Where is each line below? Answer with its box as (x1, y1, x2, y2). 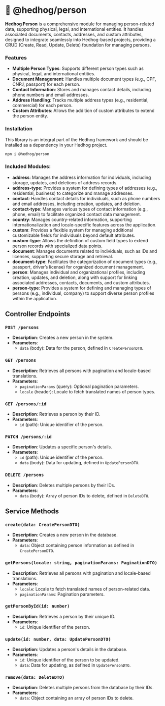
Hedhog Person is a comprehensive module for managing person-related (5, 21, 154, 27)
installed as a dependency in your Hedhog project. (5, 142, 107, 148)
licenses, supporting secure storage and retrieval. (12, 253, 113, 259)
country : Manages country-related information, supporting (12, 217, 132, 222)
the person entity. (12, 113, 48, 119)
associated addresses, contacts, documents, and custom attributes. (12, 279, 150, 285)
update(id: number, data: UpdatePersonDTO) (5, 636, 111, 642)
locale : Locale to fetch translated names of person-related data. (19, 586, 150, 592)
